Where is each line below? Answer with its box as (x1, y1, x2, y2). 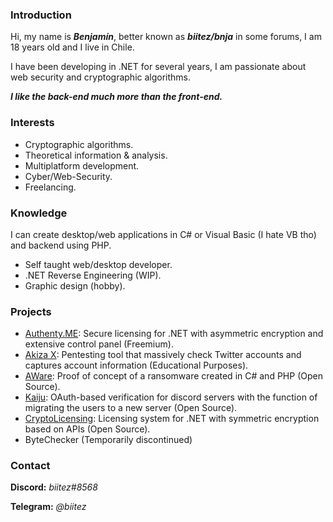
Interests (10, 116, 55, 130)
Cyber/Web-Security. (24, 170, 113, 182)
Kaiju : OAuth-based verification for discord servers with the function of (24, 391, 318, 403)
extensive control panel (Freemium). (24, 338, 174, 350)
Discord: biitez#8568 (10, 481, 98, 493)
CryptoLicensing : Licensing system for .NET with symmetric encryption (24, 413, 320, 425)
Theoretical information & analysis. (24, 149, 168, 161)
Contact (10, 459, 51, 473)
